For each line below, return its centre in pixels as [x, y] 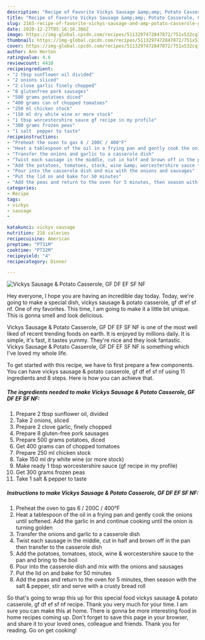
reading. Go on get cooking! [42, 630]
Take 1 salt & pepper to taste [51, 479]
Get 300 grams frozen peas [50, 472]
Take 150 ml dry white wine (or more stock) [70, 459]
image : [15, 35]
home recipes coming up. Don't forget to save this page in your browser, [98, 617]
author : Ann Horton [32, 52]
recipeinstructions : [33, 137]
